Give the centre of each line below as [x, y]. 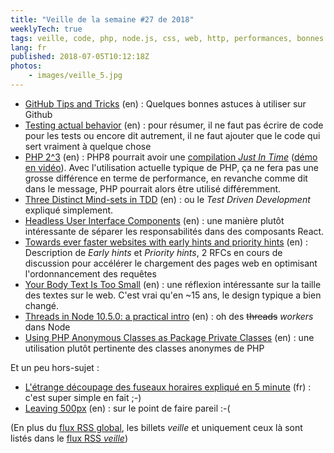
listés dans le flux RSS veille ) [69, 438]
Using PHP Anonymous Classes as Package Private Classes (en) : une [169, 337]
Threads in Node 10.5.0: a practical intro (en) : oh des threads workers [169, 316]
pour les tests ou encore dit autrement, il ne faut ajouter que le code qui [172, 135]
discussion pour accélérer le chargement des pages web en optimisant [171, 263]
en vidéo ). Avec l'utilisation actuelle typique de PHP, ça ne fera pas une [172, 167]
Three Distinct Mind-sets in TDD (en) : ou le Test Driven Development [167, 199]
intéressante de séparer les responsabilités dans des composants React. [174, 231]
